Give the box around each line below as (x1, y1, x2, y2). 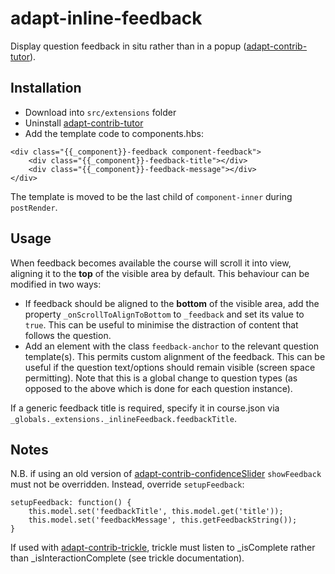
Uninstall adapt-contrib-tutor (24, 117, 144, 129)
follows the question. (24, 329, 112, 341)
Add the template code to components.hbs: (24, 127, 205, 139)
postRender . (10, 201, 58, 213)
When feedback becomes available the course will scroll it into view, (10, 257, 292, 269)
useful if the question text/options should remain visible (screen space (24, 361, 316, 373)
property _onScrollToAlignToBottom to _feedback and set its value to (24, 308, 305, 320)
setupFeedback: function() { (10, 498, 132, 508)
